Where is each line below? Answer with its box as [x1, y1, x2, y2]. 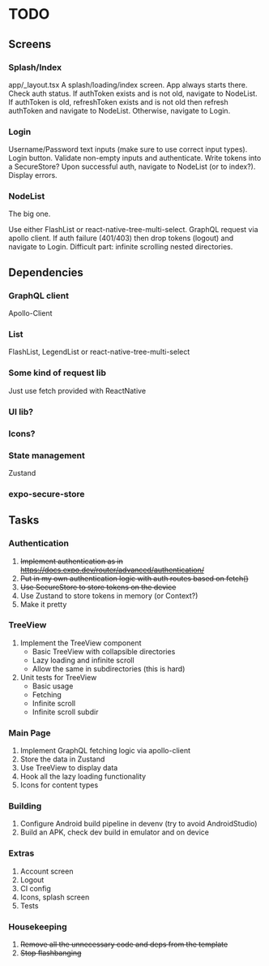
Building [8, 800, 42, 812]
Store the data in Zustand [19, 754, 105, 764]
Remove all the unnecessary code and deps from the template [19, 939, 228, 949]
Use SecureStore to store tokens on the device [19, 582, 177, 592]
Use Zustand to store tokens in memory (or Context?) [19, 590, 199, 601]
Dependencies [8, 265, 83, 279]
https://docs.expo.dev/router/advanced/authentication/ [19, 565, 205, 575]
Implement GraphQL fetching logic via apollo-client [19, 746, 190, 756]
